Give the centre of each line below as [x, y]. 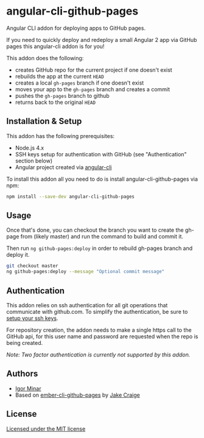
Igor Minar [28, 388]
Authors [22, 374]
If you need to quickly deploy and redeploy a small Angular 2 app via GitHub [102, 40]
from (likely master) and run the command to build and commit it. [102, 237]
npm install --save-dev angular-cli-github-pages [71, 196]
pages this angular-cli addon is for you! [55, 46]
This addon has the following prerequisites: [60, 136]
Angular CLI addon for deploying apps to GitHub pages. [76, 28]
